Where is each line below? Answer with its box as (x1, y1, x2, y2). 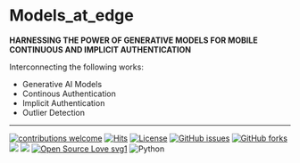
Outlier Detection (21, 107, 86, 118)
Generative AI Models (21, 78, 103, 89)
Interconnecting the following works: (9, 61, 145, 72)
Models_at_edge (9, 5, 134, 26)
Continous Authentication (21, 88, 116, 99)
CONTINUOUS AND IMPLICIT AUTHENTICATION (9, 44, 192, 54)
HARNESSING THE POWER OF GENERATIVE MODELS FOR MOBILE (9, 35, 258, 45)
